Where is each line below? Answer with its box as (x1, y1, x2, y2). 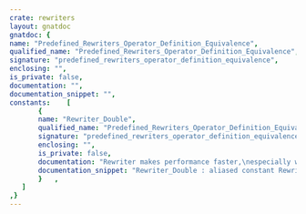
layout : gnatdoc (9, 22, 71, 31)
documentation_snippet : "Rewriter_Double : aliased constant (37, 166, 275, 175)
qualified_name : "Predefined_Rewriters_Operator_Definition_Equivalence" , (9, 47, 300, 56)
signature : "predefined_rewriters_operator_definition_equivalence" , (9, 56, 280, 65)
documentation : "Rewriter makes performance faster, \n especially (37, 157, 291, 167)
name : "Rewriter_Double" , (37, 115, 137, 124)
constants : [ (9, 97, 71, 107)
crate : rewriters (9, 13, 76, 23)
